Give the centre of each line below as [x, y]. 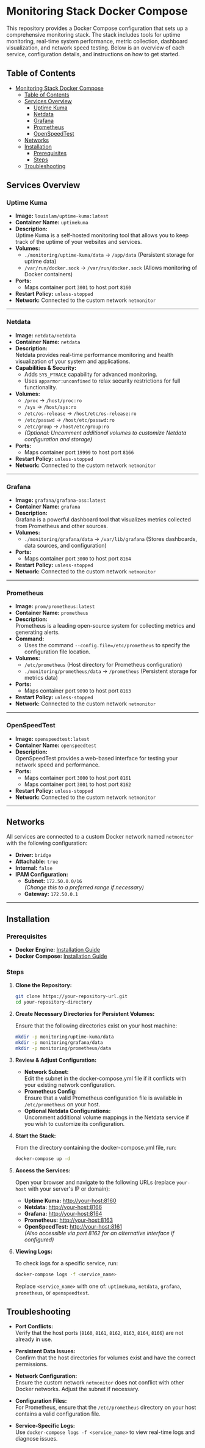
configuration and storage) [58, 439]
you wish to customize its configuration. [74, 1123]
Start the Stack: [35, 1136]
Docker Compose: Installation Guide [61, 956]
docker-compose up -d [42, 1159]
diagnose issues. [36, 1439]
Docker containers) [49, 274]
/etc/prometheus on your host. [62, 1104]
